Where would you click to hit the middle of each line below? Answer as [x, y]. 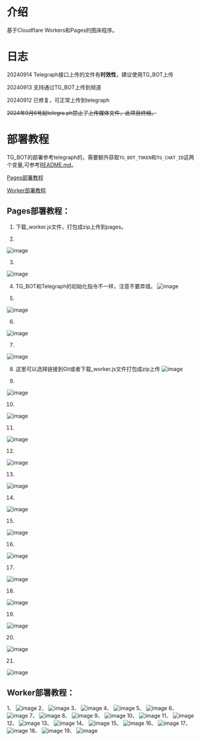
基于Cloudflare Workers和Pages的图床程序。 [62, 30]
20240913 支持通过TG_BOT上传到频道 [54, 87]
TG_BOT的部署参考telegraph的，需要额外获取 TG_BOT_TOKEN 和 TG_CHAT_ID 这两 [101, 157]
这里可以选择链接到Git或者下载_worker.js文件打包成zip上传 [88, 369]
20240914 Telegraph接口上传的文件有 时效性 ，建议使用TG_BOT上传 [90, 74]
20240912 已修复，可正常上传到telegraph [58, 100]
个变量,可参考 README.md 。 [42, 165]
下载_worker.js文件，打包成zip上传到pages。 [71, 227]
